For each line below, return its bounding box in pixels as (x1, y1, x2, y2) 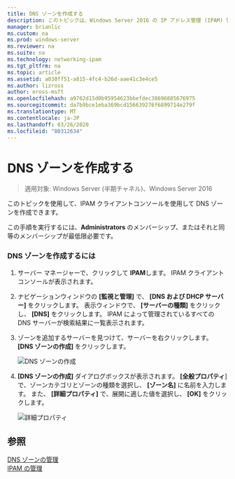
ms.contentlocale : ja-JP (7, 114, 80, 121)
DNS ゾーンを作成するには (7, 251, 96, 261)
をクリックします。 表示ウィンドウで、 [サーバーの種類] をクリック (27, 301, 221, 309)
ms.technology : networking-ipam (7, 56, 101, 63)
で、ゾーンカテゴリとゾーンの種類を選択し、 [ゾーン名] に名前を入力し (17, 380, 221, 389)
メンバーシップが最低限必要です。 (19, 232, 117, 241)
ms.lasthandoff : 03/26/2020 (7, 121, 90, 128)
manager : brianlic (7, 23, 61, 30)
